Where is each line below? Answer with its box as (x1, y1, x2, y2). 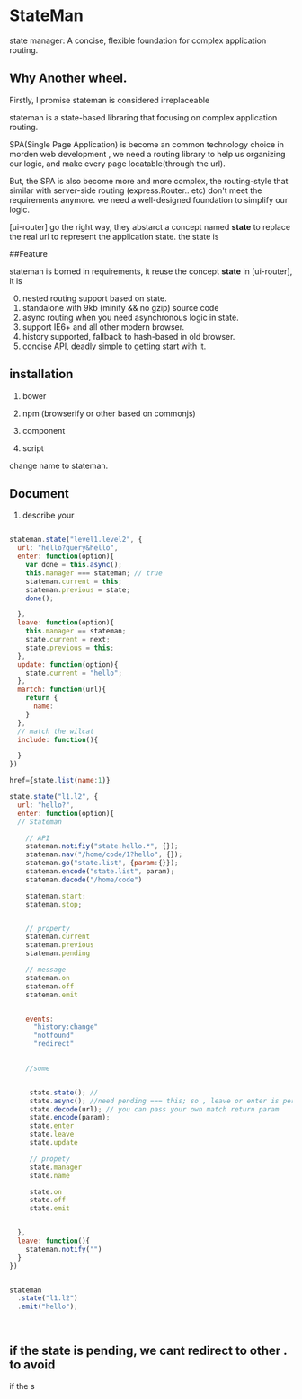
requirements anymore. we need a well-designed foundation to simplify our (9, 194, 289, 205)
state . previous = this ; (25, 643, 115, 652)
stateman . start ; (25, 891, 87, 900)
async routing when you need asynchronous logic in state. (22, 312, 240, 323)
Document (9, 486, 69, 501)
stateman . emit (25, 990, 78, 999)
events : (25, 1014, 54, 1023)
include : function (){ (17, 735, 99, 744)
